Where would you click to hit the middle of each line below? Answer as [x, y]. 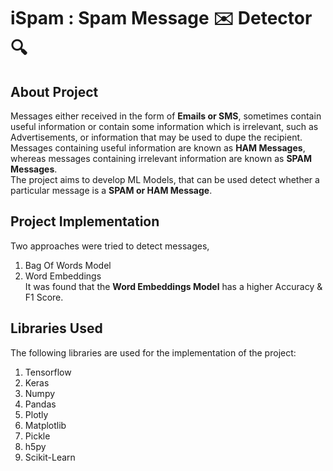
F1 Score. [44, 297]
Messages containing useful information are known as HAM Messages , [158, 148]
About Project [54, 91]
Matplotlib [45, 425]
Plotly [36, 414]
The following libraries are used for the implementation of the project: [153, 352]
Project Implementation [85, 221]
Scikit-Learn [50, 457]
